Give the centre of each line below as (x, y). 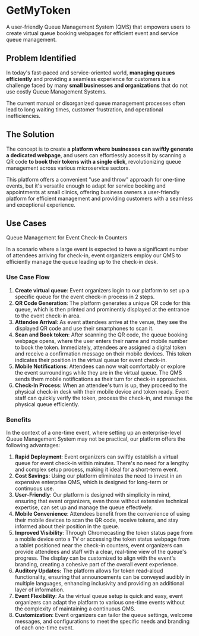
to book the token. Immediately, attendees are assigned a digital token (101, 347)
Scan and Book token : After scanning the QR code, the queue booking (101, 335)
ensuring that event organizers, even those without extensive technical (101, 501)
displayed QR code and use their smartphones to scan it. (84, 328)
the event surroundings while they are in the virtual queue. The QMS (98, 372)
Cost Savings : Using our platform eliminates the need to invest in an (98, 476)
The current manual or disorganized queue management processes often (96, 103)
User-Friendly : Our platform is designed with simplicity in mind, (93, 494)
